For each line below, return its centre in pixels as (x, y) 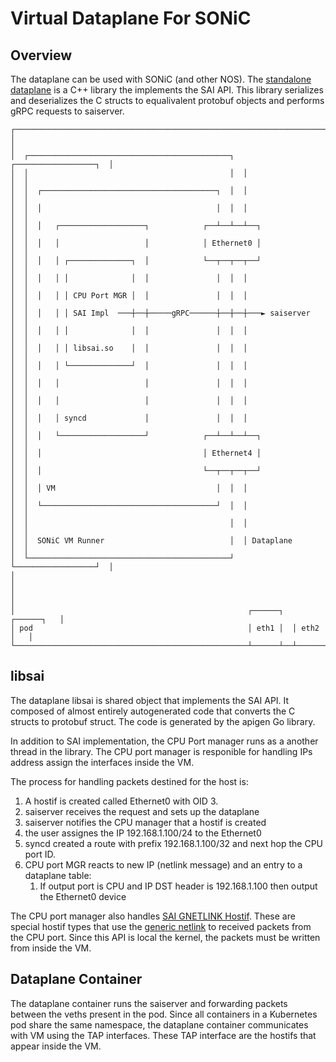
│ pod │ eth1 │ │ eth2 (165, 628)
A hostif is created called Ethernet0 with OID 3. (121, 801)
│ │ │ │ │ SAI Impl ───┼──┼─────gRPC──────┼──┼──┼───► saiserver (160, 313)
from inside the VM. (51, 948)
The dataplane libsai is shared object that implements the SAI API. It (150, 700)
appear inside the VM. (56, 1046)
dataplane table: (58, 875)
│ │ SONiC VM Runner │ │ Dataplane (151, 541)
